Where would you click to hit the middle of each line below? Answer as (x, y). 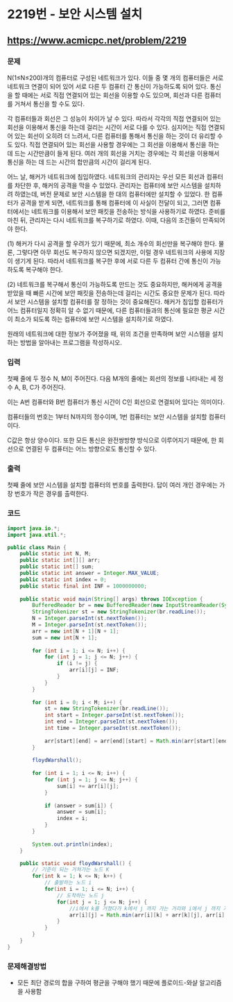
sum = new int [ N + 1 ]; (65, 637)
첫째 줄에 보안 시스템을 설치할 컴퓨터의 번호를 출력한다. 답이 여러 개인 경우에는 (113, 485)
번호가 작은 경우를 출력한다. (51, 494)
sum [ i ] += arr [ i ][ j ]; (88, 786)
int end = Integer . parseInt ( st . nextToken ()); (111, 722)
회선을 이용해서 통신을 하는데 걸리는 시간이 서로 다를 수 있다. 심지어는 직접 (107, 127)
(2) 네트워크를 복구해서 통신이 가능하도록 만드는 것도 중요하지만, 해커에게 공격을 (115, 284)
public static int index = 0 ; (63, 579)
